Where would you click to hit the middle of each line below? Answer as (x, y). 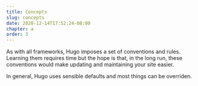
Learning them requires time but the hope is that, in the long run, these (94, 58)
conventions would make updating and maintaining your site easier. (90, 65)
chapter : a (20, 29)
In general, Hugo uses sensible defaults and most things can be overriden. (99, 76)
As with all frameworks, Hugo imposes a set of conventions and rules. (93, 51)
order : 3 (17, 35)
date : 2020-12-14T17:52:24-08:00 (48, 23)
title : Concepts (27, 12)
